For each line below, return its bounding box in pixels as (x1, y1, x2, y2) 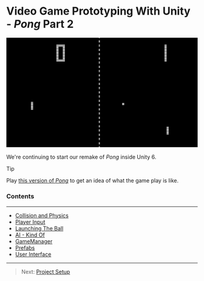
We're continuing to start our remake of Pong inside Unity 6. (6, 153, 157, 161)
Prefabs (15, 244, 35, 251)
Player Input (15, 218, 46, 226)
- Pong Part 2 (6, 17, 74, 31)
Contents (6, 192, 35, 201)
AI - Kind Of (15, 231, 46, 238)
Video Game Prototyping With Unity (6, 4, 191, 18)
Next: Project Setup (21, 268, 70, 275)
